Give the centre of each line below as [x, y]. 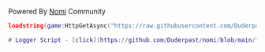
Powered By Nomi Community [57, 11]
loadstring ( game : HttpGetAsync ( [60, 26]
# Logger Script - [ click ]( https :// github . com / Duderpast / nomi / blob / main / [132, 40]
